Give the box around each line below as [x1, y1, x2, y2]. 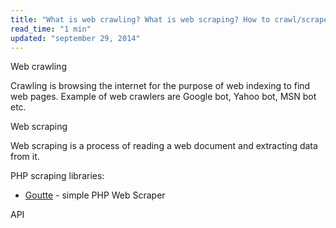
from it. [10, 151, 40, 163]
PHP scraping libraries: [10, 170, 105, 182]
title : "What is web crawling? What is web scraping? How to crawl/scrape [10, 14, 329, 25]
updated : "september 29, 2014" [10, 33, 141, 43]
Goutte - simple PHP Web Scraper [24, 189, 166, 201]
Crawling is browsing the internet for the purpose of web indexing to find [10, 80, 311, 92]
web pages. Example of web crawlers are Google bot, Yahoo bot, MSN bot [10, 91, 317, 103]
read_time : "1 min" [10, 24, 92, 34]
